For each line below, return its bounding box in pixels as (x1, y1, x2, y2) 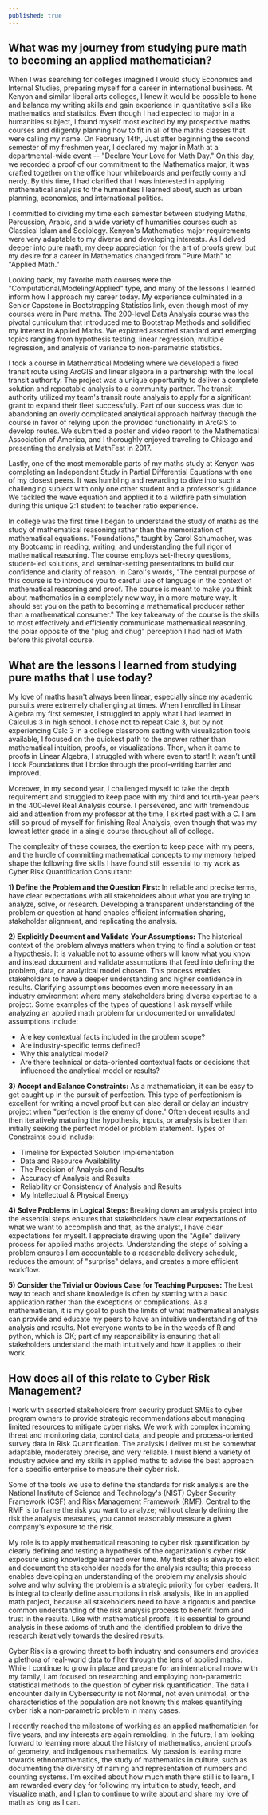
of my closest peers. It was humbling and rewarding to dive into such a (8, 475, 241, 485)
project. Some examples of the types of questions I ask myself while (8, 1000, 233, 1009)
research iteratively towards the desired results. (8, 1631, 165, 1640)
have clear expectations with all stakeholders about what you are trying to (8, 891, 251, 901)
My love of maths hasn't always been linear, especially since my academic (8, 692, 253, 702)
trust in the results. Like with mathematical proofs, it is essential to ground (8, 1614, 251, 1624)
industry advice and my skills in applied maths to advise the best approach (8, 1456, 254, 1466)
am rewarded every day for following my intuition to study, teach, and (8, 1781, 237, 1790)
